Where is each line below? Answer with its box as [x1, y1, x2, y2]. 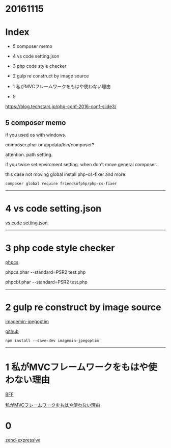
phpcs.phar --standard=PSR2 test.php [5, 269, 86, 275]
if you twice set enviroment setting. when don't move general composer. [5, 161, 157, 167]
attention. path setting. [5, 151, 53, 157]
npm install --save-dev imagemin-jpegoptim [5, 338, 99, 343]
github [5, 328, 19, 334]
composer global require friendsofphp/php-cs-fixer [5, 181, 117, 186]
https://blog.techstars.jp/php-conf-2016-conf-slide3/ [5, 103, 117, 110]
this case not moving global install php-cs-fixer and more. [5, 171, 127, 177]
